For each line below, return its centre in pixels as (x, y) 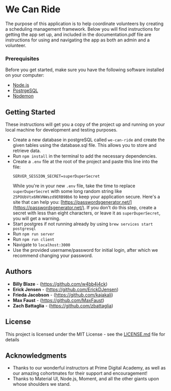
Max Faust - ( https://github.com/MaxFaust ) (58, 300)
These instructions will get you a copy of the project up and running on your (85, 124)
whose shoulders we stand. (42, 384)
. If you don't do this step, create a (120, 208)
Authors (19, 271)
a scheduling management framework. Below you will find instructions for (83, 29)
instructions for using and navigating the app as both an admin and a (78, 40)
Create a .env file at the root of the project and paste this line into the (85, 162)
